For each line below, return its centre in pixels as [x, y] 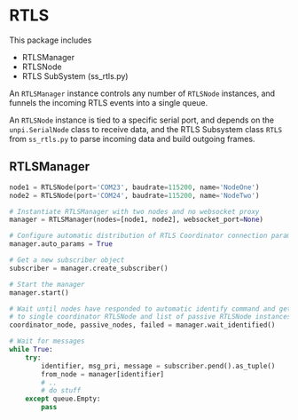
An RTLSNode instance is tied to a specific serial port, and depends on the [142, 120]
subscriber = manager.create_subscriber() [89, 268]
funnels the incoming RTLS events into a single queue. [109, 102]
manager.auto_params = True [61, 244]
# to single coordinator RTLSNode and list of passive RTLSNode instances [150, 317]
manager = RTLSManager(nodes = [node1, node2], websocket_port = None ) [137, 220]
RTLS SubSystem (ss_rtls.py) [75, 75]
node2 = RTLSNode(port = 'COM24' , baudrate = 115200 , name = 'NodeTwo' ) [134, 195]
